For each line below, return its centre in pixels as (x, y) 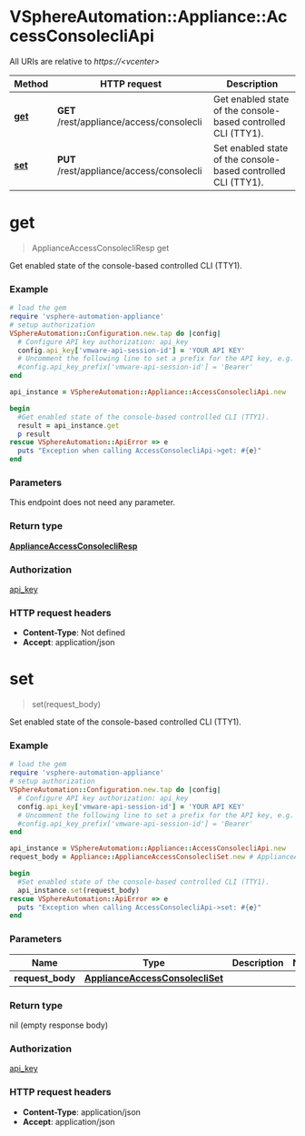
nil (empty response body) (59, 1025)
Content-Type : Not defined (74, 633)
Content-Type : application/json (81, 1111)
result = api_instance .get (69, 425)
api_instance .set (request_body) (79, 890)
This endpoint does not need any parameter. (92, 502)
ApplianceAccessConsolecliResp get (100, 248)
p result (34, 434)
